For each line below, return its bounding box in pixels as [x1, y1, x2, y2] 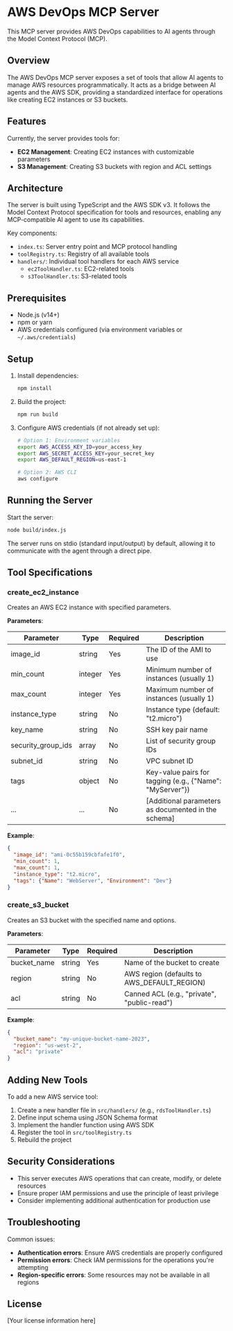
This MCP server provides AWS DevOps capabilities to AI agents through [7, 27, 216, 35]
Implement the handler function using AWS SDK [17, 1120, 155, 1129]
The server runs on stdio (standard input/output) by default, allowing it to [7, 539, 216, 547]
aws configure [17, 476, 58, 483]
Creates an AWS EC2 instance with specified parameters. [7, 603, 171, 612]
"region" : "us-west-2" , [13, 1042, 82, 1049]
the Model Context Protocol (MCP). [7, 34, 107, 42]
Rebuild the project [17, 1135, 71, 1144]
